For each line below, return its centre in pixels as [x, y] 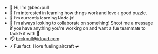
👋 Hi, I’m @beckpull [29, 8]
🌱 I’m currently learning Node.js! [42, 18]
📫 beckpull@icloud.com [34, 39]
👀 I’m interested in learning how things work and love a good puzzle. [78, 13]
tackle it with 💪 [25, 33]
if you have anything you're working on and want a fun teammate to [78, 28]
